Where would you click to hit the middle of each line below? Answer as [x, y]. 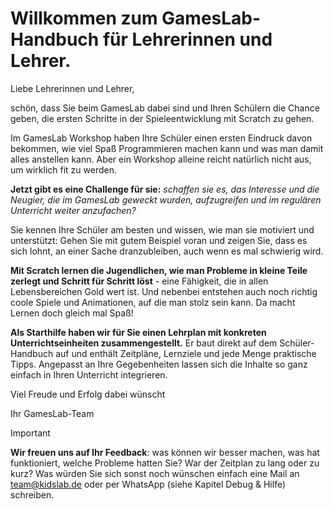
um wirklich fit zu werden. [63, 169]
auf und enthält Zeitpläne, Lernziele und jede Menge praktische [186, 353]
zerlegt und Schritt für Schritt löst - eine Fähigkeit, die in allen [139, 281]
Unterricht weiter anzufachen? [73, 210]
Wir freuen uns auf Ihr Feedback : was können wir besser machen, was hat [165, 452]
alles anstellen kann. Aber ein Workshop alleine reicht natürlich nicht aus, [161, 159]
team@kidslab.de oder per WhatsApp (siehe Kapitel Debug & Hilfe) [148, 484]
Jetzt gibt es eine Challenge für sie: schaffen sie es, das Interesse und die [165, 189]
